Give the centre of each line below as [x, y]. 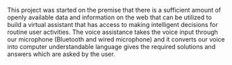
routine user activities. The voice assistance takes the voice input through [113, 32]
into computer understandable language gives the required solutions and [111, 47]
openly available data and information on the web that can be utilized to [109, 17]
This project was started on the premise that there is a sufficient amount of [114, 10]
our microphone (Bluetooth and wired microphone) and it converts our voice [116, 39]
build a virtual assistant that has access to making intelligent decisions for [113, 25]
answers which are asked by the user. [61, 54]
